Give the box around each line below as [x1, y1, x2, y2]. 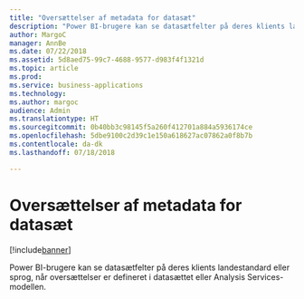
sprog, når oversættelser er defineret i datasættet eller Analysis [9, 271, 246, 282]
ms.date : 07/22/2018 [9, 47, 88, 56]
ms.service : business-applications [9, 81, 144, 90]
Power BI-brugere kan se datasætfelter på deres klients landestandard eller [9, 262, 290, 273]
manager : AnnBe [9, 38, 67, 48]
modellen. [9, 281, 47, 292]
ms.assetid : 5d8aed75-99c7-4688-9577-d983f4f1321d [9, 55, 204, 64]
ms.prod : [9, 72, 43, 82]
